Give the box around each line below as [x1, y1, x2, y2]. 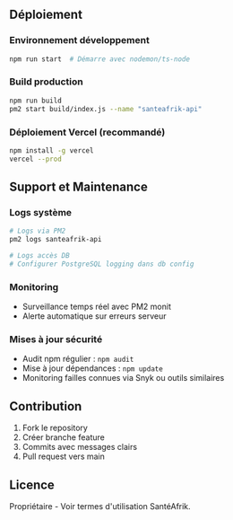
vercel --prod [9, 154, 63, 163]
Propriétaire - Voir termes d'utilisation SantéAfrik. [9, 501, 191, 512]
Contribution [9, 399, 82, 414]
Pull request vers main [22, 451, 105, 462]
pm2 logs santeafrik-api [9, 235, 102, 244]
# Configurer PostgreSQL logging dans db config [9, 260, 194, 269]
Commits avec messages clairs [22, 442, 137, 453]
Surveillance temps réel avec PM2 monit [22, 301, 172, 313]
